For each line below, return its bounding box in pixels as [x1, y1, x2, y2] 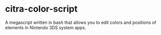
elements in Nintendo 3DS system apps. [5, 24, 86, 30]
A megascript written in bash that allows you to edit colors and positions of [5, 19, 157, 25]
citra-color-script [5, 3, 78, 15]
